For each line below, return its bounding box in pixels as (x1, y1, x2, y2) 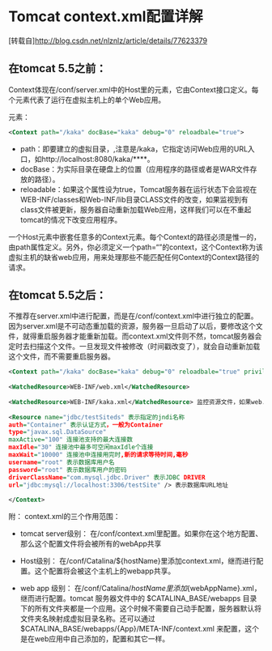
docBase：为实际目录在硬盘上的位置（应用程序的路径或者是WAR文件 (19, 164, 251, 174)
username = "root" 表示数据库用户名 (8, 458, 115, 466)
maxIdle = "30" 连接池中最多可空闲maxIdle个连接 (8, 443, 154, 452)
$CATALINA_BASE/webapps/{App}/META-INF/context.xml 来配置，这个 (19, 624, 259, 634)
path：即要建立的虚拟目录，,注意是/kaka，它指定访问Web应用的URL (19, 143, 249, 154)
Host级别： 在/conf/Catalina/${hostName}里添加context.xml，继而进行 (19, 556, 257, 566)
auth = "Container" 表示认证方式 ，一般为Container (8, 420, 164, 429)
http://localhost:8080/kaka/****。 (41, 154, 155, 164)
